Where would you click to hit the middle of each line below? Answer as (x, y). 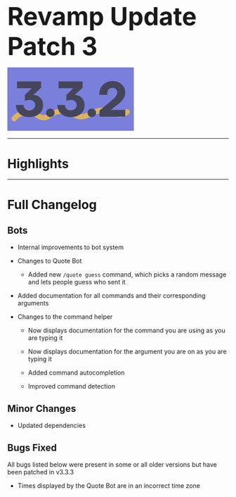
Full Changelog (52, 205)
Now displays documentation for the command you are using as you (127, 331)
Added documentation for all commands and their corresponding (111, 296)
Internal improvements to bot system (71, 247)
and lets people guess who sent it (77, 282)
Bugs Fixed (32, 447)
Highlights (38, 164)
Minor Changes (42, 409)
